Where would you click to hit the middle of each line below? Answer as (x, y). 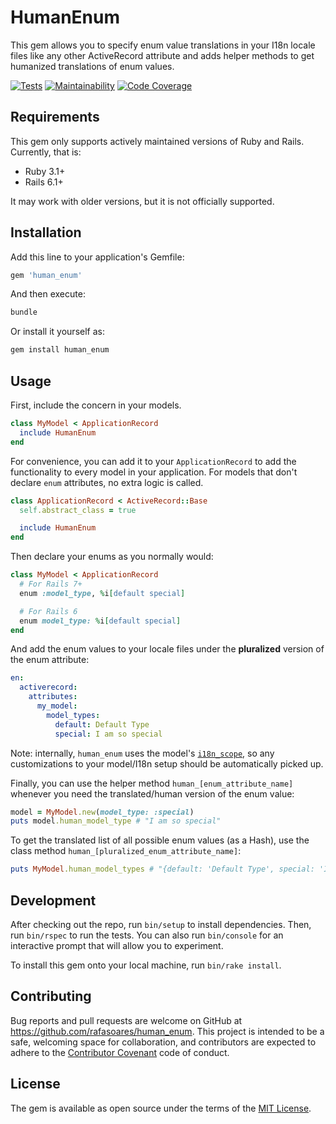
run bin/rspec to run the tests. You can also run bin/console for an (147, 935)
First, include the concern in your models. (96, 405)
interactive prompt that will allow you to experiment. (117, 945)
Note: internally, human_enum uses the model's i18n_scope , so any (142, 753)
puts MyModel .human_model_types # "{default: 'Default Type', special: (162, 869)
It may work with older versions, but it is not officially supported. (142, 201)
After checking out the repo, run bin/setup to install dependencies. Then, (161, 924)
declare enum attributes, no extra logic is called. (107, 482)
